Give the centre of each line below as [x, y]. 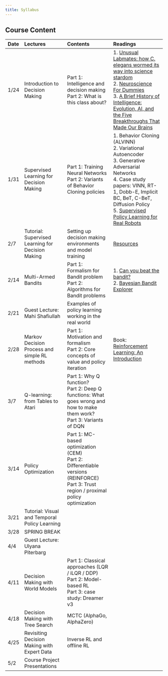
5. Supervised [130, 210]
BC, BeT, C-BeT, [132, 198]
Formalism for [83, 270]
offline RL [78, 645]
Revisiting [36, 633]
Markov [33, 337]
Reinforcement [130, 346]
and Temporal [40, 517]
